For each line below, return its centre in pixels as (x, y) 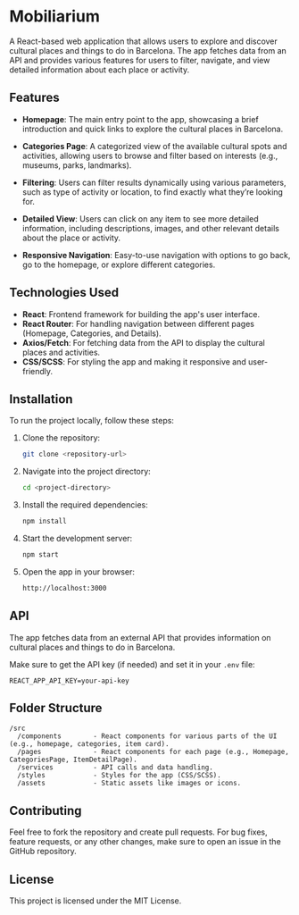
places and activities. (61, 352)
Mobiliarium (55, 17)
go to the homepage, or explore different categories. (119, 264)
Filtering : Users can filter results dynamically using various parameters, (154, 182)
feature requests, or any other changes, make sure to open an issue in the (145, 842)
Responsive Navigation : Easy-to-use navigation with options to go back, (156, 255)
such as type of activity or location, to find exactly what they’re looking (153, 192)
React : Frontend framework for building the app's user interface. (141, 314)
